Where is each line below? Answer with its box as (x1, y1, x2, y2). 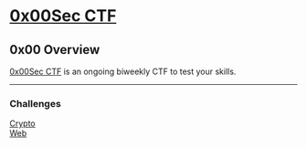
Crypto (9, 118, 36, 129)
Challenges (9, 97, 61, 110)
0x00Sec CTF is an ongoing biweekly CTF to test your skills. (9, 66, 237, 77)
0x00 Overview (9, 42, 101, 58)
